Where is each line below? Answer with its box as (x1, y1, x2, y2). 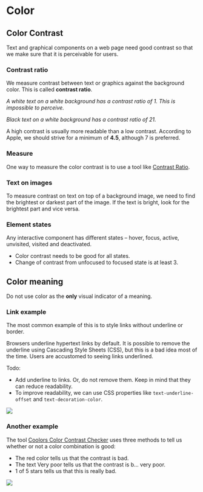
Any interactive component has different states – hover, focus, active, (6, 234, 180, 241)
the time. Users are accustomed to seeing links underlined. (6, 353, 153, 360)
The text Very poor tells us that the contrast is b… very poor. (15, 460, 165, 468)
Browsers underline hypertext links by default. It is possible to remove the (6, 340, 190, 347)
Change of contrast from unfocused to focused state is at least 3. (15, 259, 179, 266)
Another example (6, 422, 59, 431)
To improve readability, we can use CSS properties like (15, 389, 152, 397)
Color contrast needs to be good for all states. (15, 252, 130, 260)
